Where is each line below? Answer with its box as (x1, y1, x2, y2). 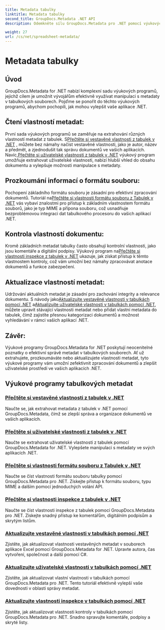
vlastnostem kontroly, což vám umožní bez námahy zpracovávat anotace (5, 258, 153, 264)
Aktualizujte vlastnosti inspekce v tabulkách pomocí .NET (5, 598, 146, 604)
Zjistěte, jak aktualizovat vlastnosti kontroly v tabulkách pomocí (5, 609, 133, 615)
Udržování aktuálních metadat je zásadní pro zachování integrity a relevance (5, 291, 160, 297)
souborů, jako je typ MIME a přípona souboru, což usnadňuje (5, 205, 129, 211)
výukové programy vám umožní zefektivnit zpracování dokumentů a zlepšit (5, 360, 157, 366)
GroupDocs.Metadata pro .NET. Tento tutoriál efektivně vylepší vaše (5, 580, 143, 586)
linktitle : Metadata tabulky (5, 12, 65, 17)
